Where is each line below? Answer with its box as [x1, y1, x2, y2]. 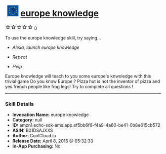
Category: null [12, 117, 42, 123]
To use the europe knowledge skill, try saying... [5, 35, 101, 40]
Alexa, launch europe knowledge [12, 44, 80, 50]
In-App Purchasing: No [12, 143, 61, 149]
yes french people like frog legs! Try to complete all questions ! [5, 83, 133, 89]
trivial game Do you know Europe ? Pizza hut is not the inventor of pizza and [5, 78, 161, 84]
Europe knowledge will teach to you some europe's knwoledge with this [5, 73, 152, 79]
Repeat [12, 54, 27, 60]
